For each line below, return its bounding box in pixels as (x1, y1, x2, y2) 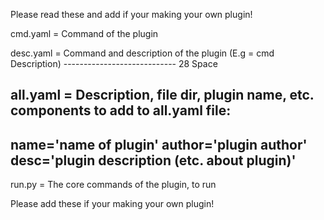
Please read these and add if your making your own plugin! (10, 9, 253, 20)
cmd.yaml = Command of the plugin (10, 28, 159, 39)
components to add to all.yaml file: (10, 102, 232, 119)
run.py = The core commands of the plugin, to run (10, 179, 217, 191)
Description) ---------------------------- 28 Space (10, 58, 218, 69)
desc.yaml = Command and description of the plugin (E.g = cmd (10, 47, 275, 59)
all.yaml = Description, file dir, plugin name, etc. (10, 87, 315, 104)
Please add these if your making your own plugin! (10, 198, 215, 210)
